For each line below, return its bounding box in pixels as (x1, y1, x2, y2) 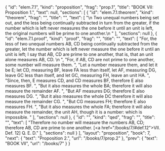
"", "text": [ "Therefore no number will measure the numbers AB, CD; (5, 119, 145, 125)
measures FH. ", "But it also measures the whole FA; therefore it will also (5, 104, 152, 110)
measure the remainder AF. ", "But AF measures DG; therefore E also (5, 88, 145, 94)
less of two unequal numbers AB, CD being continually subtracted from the (5, 41, 158, 46)
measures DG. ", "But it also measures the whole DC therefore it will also (5, 93, 153, 99)
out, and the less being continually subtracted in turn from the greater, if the (5, 20, 160, 26)
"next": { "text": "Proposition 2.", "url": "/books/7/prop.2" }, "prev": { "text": (5, 135, 158, 141)
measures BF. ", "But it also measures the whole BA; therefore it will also (5, 83, 152, 88)
